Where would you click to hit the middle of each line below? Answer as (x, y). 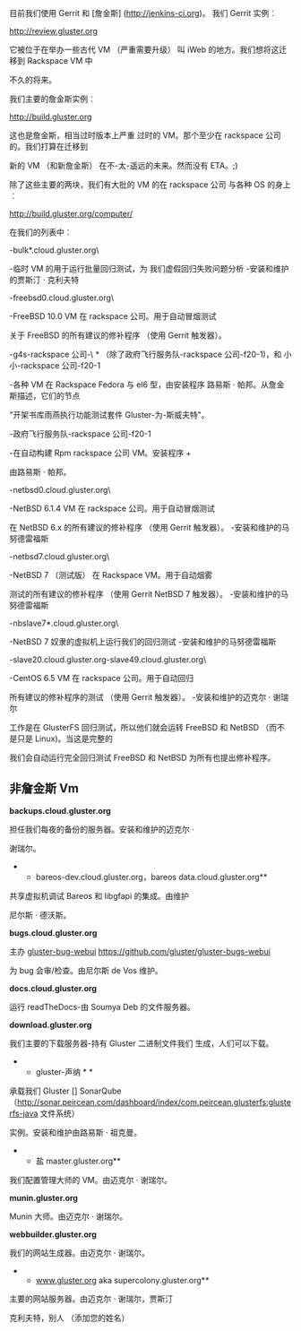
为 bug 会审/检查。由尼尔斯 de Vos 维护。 (86, 970)
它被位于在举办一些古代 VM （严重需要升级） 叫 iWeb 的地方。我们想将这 (144, 49)
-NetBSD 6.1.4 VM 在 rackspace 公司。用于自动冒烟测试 (112, 508)
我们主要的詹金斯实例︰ (52, 99)
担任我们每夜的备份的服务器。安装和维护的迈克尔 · (102, 829)
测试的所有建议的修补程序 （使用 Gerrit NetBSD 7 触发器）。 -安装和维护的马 (149, 594)
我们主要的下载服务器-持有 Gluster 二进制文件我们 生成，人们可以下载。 (142, 1043)
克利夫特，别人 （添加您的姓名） (69, 1318)
